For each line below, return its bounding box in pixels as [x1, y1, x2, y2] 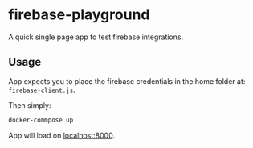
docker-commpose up [8, 116, 74, 124]
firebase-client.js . [8, 85, 75, 94]
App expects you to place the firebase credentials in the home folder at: [8, 76, 246, 86]
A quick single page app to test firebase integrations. [8, 32, 183, 42]
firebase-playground [8, 6, 150, 24]
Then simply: [8, 100, 51, 110]
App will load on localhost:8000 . [8, 130, 115, 140]
